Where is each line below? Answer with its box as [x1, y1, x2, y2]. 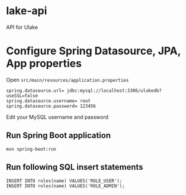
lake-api [6, 4, 47, 18]
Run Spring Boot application [6, 131, 111, 141]
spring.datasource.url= [6, 87, 65, 94]
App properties [6, 57, 82, 70]
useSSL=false [6, 92, 38, 98]
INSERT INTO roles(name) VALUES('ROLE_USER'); [6, 178, 122, 184]
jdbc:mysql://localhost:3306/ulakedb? [67, 87, 162, 94]
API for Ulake [6, 24, 38, 31]
